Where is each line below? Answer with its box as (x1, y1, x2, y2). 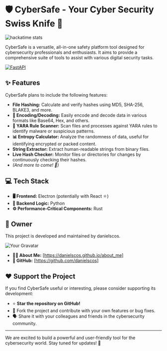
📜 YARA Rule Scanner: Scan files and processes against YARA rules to (12, 122, 158, 128)
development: (5, 291, 33, 297)
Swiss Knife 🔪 (5, 18, 63, 29)
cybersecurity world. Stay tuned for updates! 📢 (5, 340, 101, 346)
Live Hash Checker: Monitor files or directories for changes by (12, 151, 141, 157)
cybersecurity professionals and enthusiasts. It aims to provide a (5, 49, 138, 55)
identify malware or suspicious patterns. (12, 128, 95, 134)
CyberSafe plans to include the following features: (5, 92, 108, 98)
